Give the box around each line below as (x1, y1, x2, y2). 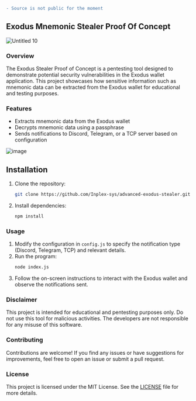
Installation (6, 164, 48, 175)
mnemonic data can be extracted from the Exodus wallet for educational (6, 84, 180, 91)
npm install (14, 213, 44, 219)
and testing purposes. (6, 89, 59, 96)
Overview (6, 51, 35, 60)
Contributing (6, 336, 43, 344)
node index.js (14, 264, 49, 270)
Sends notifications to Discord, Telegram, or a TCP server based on (14, 130, 177, 137)
